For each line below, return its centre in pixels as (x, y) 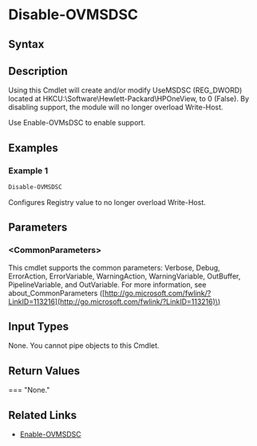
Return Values (44, 371)
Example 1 (28, 171)
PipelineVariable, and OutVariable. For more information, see (107, 284)
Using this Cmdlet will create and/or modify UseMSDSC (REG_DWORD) (125, 90)
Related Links (43, 415)
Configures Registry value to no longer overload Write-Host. (107, 202)
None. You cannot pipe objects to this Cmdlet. (84, 345)
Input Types (39, 327)
